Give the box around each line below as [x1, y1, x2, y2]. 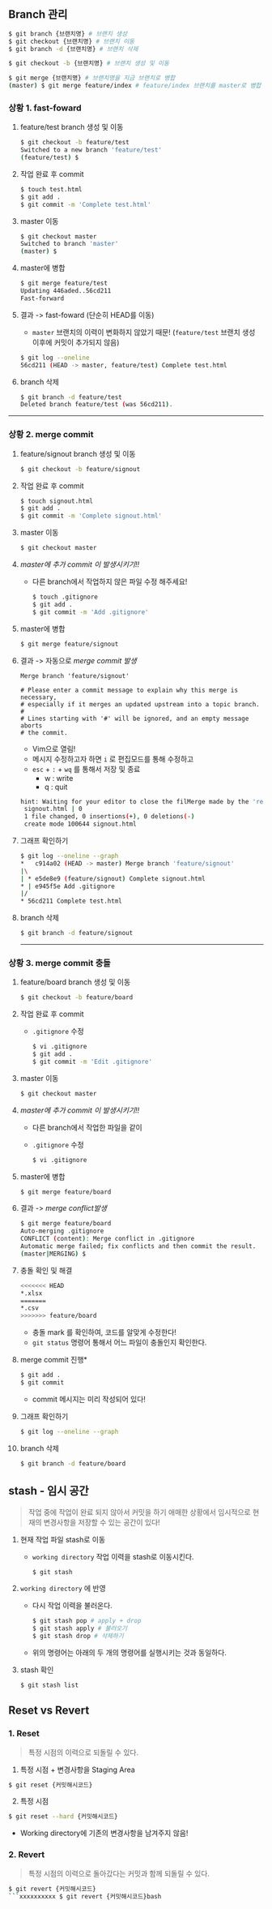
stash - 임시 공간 [8, 1484, 89, 1498]
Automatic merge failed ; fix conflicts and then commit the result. [19, 1242, 257, 1251]
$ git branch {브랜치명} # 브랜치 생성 [8, 29, 128, 38]
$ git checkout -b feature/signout [19, 465, 141, 473]
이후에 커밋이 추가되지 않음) [32, 337, 120, 347]
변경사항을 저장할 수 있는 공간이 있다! [43, 1517, 160, 1527]
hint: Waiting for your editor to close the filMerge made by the [19, 797, 249, 805]
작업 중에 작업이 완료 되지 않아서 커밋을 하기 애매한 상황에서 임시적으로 [28, 1507, 251, 1516]
